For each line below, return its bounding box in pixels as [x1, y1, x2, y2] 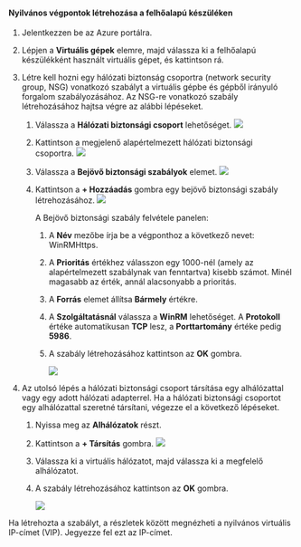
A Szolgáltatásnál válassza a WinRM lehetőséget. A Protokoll [48, 312, 281, 322]
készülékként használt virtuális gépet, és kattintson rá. [21, 54, 224, 65]
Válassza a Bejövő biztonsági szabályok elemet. [34, 167, 218, 178]
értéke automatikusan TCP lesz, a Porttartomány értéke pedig [48, 321, 282, 332]
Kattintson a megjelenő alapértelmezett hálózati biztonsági [34, 137, 254, 149]
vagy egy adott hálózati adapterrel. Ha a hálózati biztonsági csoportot [21, 392, 281, 403]
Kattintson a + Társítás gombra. [34, 438, 155, 449]
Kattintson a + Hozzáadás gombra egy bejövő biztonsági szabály [34, 184, 278, 195]
